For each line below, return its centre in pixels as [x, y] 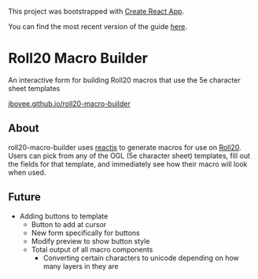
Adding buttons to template [64, 216]
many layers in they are [81, 266]
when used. [27, 172]
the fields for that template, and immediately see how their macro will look [128, 163]
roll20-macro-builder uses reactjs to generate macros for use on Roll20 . [125, 147]
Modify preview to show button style [90, 241]
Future [25, 197]
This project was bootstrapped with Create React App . [96, 11]
